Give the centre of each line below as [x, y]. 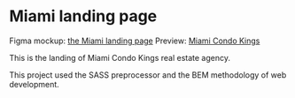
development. [34, 84]
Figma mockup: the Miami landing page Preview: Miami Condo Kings [135, 41]
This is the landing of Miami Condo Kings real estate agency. [120, 57]
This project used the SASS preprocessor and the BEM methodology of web [148, 75]
